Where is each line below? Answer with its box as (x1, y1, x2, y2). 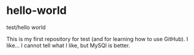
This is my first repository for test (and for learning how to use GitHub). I (6, 35, 188, 42)
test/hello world (6, 24, 46, 31)
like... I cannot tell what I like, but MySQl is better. (6, 42, 130, 49)
